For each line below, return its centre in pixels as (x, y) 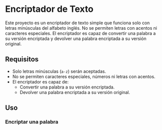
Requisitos (22, 60)
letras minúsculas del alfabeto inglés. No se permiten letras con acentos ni (81, 28)
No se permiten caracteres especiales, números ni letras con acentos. (84, 76)
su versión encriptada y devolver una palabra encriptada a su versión (76, 39)
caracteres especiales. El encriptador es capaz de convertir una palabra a (81, 33)
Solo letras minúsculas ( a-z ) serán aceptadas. (59, 71)
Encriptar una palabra (32, 122)
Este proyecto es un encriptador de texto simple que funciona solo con (78, 23)
